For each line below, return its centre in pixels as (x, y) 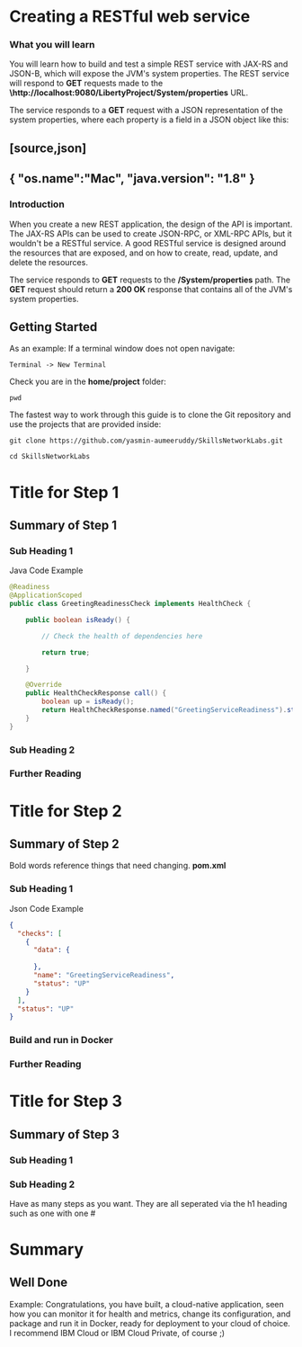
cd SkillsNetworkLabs (50, 457)
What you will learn (53, 45)
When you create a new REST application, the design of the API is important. (151, 224)
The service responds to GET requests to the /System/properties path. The (150, 280)
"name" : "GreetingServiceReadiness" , (104, 976)
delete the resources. (49, 262)
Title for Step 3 (66, 1101)
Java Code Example (46, 571)
